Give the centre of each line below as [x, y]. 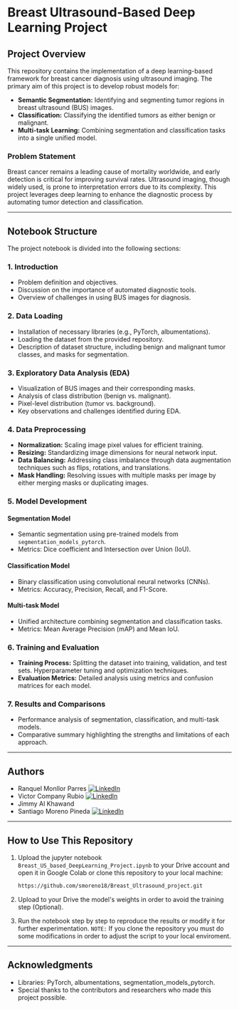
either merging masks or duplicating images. [83, 483]
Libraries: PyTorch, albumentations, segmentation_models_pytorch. [116, 982]
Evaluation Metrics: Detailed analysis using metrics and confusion [115, 678]
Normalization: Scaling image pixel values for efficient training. [111, 445]
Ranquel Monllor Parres [52, 789]
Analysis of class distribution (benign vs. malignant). [94, 396]
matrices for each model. [54, 686]
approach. [33, 742]
